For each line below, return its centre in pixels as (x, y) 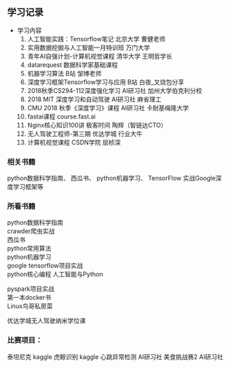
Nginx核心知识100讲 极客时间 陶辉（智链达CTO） (97, 125)
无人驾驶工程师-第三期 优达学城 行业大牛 (85, 134)
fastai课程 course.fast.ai (62, 116)
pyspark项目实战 (31, 289)
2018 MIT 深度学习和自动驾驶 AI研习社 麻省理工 (94, 99)
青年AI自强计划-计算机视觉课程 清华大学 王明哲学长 (100, 56)
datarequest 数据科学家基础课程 (73, 65)
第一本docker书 (29, 298)
